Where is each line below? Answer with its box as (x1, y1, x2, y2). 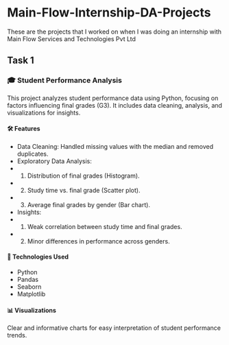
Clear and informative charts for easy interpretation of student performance (7, 324, 221, 332)
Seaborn (16, 283, 42, 291)
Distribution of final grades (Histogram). (27, 171, 140, 180)
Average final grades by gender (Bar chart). (27, 200, 151, 209)
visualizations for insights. (7, 108, 81, 117)
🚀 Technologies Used (7, 252, 69, 261)
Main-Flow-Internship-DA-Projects (7, 5, 211, 21)
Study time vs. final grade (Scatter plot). (27, 186, 141, 194)
